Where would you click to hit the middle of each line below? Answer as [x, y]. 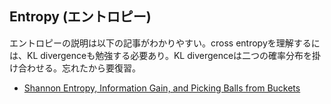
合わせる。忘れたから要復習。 [79, 68]
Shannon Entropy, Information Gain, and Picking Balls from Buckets [162, 88]
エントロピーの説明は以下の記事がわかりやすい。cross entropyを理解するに [165, 43]
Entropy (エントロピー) [80, 17]
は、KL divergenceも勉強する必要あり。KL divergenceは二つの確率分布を [161, 55]
